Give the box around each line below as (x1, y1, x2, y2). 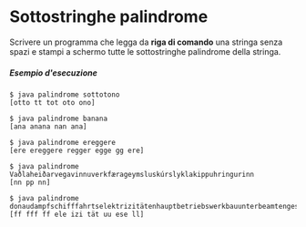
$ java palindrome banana (9, 114, 107, 123)
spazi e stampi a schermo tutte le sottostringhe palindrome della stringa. (9, 46, 281, 57)
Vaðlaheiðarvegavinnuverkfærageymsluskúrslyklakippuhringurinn (9, 170, 255, 179)
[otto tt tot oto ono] (9, 98, 96, 107)
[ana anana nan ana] (9, 121, 88, 131)
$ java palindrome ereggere (9, 138, 117, 147)
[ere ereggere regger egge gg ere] (9, 146, 145, 155)
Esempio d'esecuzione (9, 67, 97, 78)
